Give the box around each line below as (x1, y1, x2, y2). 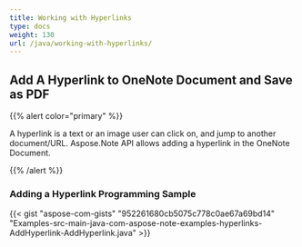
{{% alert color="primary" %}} (9, 111, 124, 122)
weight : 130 (9, 30, 55, 39)
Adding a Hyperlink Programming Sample (9, 187, 196, 200)
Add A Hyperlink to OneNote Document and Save (9, 72, 293, 87)
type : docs (9, 22, 51, 31)
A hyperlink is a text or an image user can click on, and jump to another (9, 128, 277, 139)
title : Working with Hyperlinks (9, 13, 132, 23)
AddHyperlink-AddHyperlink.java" (9, 228, 136, 239)
